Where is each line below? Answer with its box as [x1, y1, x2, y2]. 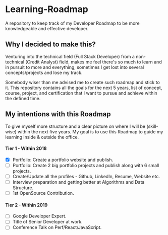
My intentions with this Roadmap [5, 110, 111, 119]
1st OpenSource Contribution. [12, 190, 74, 196]
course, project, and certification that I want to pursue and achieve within [5, 90, 157, 96]
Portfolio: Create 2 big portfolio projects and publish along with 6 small [12, 162, 159, 168]
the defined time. [5, 95, 41, 101]
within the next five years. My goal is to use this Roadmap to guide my [17, 128, 163, 134]
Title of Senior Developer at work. [12, 219, 83, 225]
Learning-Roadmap [5, 4, 88, 15]
